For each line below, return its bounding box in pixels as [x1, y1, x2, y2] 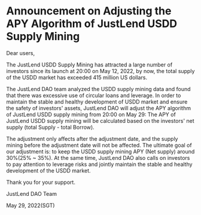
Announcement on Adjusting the [6, 4, 172, 18]
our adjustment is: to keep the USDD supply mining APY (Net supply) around [6, 148, 195, 155]
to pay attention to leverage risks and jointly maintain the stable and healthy [6, 161, 193, 168]
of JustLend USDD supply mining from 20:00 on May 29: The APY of [6, 111, 176, 118]
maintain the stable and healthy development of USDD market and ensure [6, 98, 188, 105]
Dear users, [6, 49, 35, 56]
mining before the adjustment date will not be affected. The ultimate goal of [6, 141, 193, 149]
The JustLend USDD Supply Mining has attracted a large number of [6, 61, 173, 68]
